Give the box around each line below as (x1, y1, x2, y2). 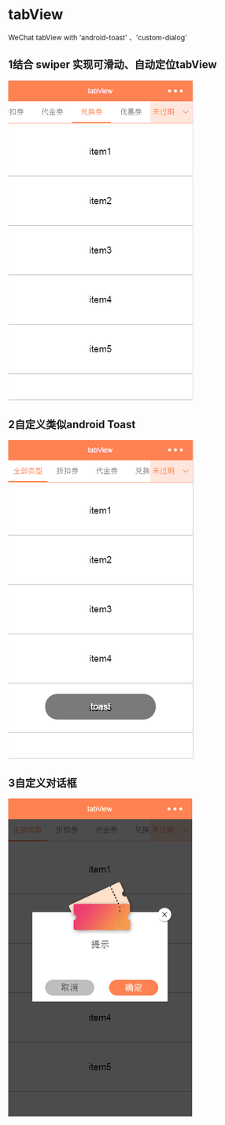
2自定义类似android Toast (8, 418, 136, 431)
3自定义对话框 (8, 776, 77, 789)
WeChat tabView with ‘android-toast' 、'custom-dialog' (8, 32, 187, 42)
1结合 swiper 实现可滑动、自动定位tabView (8, 58, 217, 72)
